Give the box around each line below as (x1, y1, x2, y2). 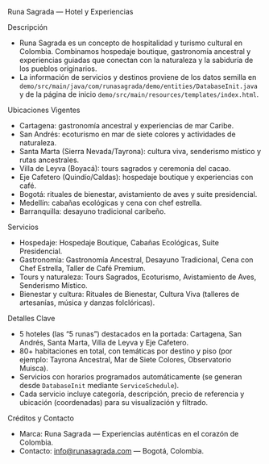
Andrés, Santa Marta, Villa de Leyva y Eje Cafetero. (19, 338, 189, 347)
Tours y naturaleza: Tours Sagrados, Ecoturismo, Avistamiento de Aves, (19, 272, 257, 282)
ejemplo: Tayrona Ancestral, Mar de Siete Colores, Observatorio (19, 355, 232, 364)
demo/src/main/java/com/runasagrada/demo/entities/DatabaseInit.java (19, 82, 259, 90)
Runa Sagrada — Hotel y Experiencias (7, 7, 134, 16)
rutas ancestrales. (19, 155, 80, 165)
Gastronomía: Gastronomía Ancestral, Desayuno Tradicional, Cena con (19, 255, 254, 265)
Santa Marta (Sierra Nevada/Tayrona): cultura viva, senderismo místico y (19, 147, 262, 156)
